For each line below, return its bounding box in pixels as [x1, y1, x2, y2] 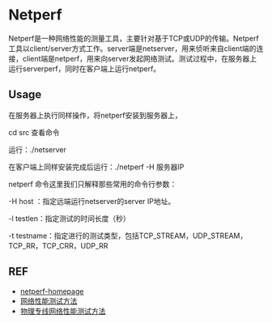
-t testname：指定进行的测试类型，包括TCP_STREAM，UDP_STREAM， [8, 231, 248, 240]
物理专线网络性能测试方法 [19, 306, 106, 316]
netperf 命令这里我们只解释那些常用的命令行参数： [8, 179, 177, 189]
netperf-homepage [19, 286, 84, 296]
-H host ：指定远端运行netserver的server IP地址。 [8, 196, 176, 206]
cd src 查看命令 [8, 127, 60, 137]
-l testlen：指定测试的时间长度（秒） [8, 213, 131, 223]
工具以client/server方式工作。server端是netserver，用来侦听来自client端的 [8, 43, 257, 53]
